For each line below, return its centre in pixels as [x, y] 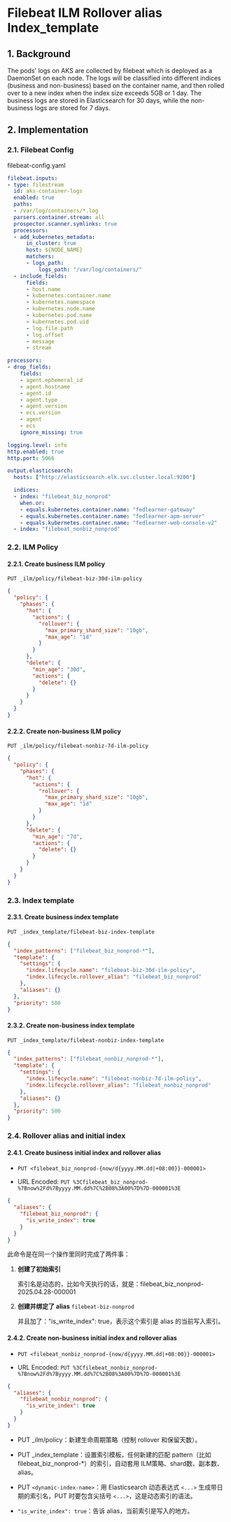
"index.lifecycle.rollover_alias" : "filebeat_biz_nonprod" [113, 977]
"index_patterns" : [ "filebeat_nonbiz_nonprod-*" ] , [89, 1059]
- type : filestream [36, 185]
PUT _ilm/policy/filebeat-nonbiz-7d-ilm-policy [78, 746]
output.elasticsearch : [40, 471]
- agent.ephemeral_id [51, 380]
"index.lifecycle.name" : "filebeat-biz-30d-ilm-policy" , [111, 971]
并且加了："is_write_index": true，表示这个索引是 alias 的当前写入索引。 [121, 1321]
